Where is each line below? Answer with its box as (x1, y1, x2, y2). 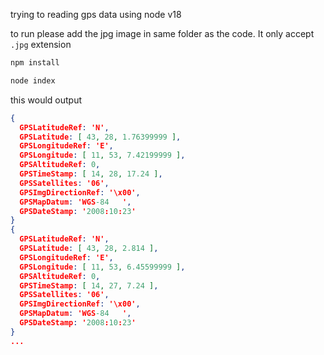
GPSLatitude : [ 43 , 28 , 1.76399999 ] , (19, 132, 182, 142)
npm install (10, 58, 60, 68)
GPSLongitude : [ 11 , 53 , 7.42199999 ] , (19, 150, 186, 161)
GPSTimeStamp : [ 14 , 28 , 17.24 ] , (19, 169, 163, 179)
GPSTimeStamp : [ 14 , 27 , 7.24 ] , (19, 280, 159, 291)
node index (10, 75, 56, 86)
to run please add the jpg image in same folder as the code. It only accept (10, 28, 315, 39)
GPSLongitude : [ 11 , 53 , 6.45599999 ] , (19, 262, 186, 272)
